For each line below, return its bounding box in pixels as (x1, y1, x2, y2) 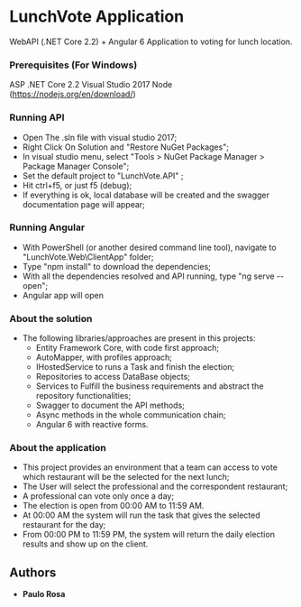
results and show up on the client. (22, 538, 149, 549)
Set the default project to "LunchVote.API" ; (22, 170, 184, 181)
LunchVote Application (9, 6, 185, 27)
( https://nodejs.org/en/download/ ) (9, 88, 137, 100)
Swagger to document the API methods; (35, 400, 185, 411)
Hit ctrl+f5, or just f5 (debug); (22, 179, 132, 190)
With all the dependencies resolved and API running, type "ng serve (22, 271, 275, 281)
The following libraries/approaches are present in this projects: (22, 333, 256, 344)
